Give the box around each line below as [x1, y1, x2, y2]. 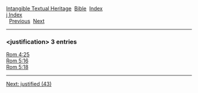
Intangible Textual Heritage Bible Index [6, 5, 103, 12]
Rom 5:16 [6, 57, 29, 64]
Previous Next [8, 18, 45, 24]
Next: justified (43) [6, 81, 52, 88]
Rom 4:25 [6, 51, 30, 58]
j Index [6, 11, 22, 18]
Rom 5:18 [6, 64, 29, 71]
